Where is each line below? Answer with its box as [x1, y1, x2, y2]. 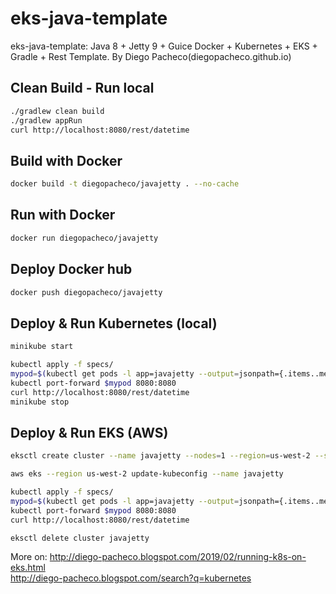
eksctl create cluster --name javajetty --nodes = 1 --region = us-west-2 [10, 451, 311, 461]
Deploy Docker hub [10, 261, 133, 278]
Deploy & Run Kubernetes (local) [10, 315, 218, 332]
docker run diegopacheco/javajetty [10, 233, 159, 243]
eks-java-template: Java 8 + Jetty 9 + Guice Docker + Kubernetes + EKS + [10, 40, 318, 52]
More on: [10, 551, 48, 563]
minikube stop [10, 397, 70, 407]
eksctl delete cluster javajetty [10, 533, 150, 543]
